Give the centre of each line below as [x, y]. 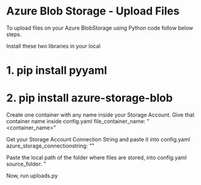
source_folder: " [26, 164]
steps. [14, 34]
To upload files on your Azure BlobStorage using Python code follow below [100, 28]
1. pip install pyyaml [57, 70]
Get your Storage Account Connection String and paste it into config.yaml [98, 140]
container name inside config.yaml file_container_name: [76, 122]
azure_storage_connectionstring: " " [51, 146]
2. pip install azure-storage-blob [90, 98]
